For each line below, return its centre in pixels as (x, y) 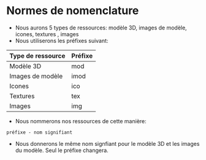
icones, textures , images (47, 34)
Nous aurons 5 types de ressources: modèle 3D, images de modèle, (101, 28)
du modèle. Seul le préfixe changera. (62, 150)
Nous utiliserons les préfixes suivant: (62, 40)
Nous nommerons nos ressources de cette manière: (81, 121)
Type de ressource (37, 56)
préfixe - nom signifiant (39, 132)
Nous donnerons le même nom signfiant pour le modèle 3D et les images (107, 143)
